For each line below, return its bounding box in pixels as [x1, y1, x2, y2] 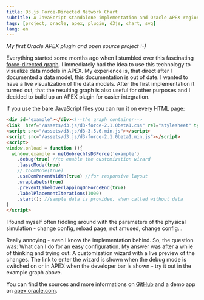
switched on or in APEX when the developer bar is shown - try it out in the [6, 262, 191, 270]
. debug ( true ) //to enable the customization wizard [17, 156, 151, 162]
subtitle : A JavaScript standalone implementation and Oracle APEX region [6, 15, 200, 21]
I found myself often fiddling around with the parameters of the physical [6, 218, 186, 226]
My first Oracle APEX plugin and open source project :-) [6, 43, 147, 50]
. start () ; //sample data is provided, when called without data [17, 196, 183, 202]
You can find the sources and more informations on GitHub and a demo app [6, 281, 195, 288]
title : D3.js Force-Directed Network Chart [6, 9, 118, 15]
